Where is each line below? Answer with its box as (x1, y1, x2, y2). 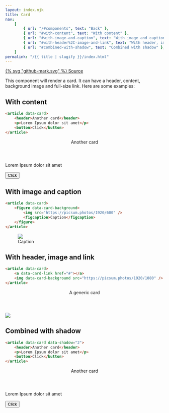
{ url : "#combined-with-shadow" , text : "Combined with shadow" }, (23, 45, 165, 50)
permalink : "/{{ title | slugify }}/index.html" (5, 54, 109, 59)
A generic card (69, 289, 100, 295)
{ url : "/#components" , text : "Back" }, (23, 26, 109, 31)
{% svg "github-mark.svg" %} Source (5, 68, 83, 74)
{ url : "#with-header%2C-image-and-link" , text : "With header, (23, 40, 158, 45)
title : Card (5, 12, 30, 17)
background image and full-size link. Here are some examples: (5, 83, 135, 89)
